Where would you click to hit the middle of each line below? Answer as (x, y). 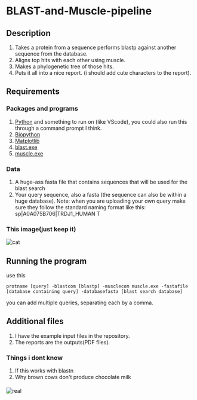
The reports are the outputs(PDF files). (62, 342)
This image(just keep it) (41, 229)
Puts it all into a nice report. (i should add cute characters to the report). (103, 73)
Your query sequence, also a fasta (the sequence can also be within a (101, 194)
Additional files (35, 321)
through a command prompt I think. (58, 128)
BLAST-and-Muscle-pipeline (79, 11)
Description (28, 33)
